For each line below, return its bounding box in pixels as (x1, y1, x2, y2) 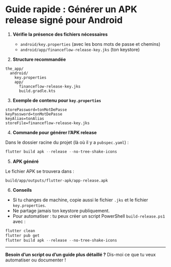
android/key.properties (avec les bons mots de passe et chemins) (20, 41, 161, 47)
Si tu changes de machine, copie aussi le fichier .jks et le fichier (12, 197, 149, 203)
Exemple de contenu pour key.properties (12, 97, 102, 103)
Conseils (12, 187, 32, 193)
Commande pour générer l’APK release (12, 129, 97, 135)
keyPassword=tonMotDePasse (5, 111, 63, 116)
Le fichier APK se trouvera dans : (5, 168, 75, 174)
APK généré (12, 158, 39, 164)
